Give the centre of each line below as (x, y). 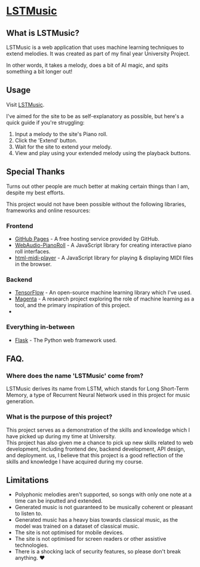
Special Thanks (36, 172)
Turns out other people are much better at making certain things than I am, (98, 186)
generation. (20, 401)
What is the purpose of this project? (59, 417)
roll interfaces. (33, 251)
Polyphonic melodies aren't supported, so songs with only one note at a (103, 495)
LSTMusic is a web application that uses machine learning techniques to (95, 47)
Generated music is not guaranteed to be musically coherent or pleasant (104, 507)
